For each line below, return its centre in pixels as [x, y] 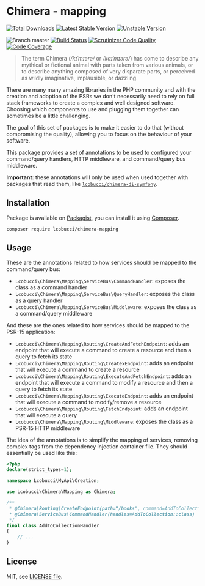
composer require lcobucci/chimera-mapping [63, 229]
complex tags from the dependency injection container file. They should [97, 446]
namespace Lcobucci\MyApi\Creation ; [53, 481]
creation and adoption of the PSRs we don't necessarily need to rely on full [100, 96]
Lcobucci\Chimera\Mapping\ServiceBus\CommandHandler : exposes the [100, 281]
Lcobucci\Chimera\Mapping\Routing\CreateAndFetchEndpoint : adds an [102, 343]
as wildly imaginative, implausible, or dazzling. [80, 78]
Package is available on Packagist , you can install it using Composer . [93, 218]
